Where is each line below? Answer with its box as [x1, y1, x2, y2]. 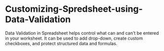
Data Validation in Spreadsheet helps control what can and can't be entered [5, 30, 159, 36]
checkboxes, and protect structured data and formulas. [5, 40, 118, 46]
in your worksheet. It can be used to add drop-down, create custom [5, 35, 143, 41]
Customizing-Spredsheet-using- [5, 3, 143, 15]
